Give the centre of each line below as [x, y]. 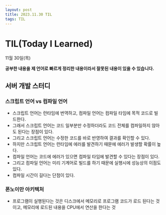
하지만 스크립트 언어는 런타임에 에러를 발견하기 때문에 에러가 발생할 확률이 [84, 144]
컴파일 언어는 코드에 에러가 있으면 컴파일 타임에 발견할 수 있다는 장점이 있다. [86, 157]
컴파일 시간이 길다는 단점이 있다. [43, 175]
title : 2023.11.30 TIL [29, 14]
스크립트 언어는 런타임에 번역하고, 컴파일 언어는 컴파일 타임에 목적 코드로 [83, 113]
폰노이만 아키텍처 [25, 189]
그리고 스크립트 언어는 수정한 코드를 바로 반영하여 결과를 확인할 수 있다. [81, 138]
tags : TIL [15, 19]
